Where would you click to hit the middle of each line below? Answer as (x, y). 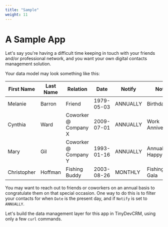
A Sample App (35, 39)
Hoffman (51, 172)
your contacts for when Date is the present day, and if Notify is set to (76, 198)
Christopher (22, 172)
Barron (48, 104)
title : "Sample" (22, 10)
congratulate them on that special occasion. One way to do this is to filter (80, 193)
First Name (21, 89)
